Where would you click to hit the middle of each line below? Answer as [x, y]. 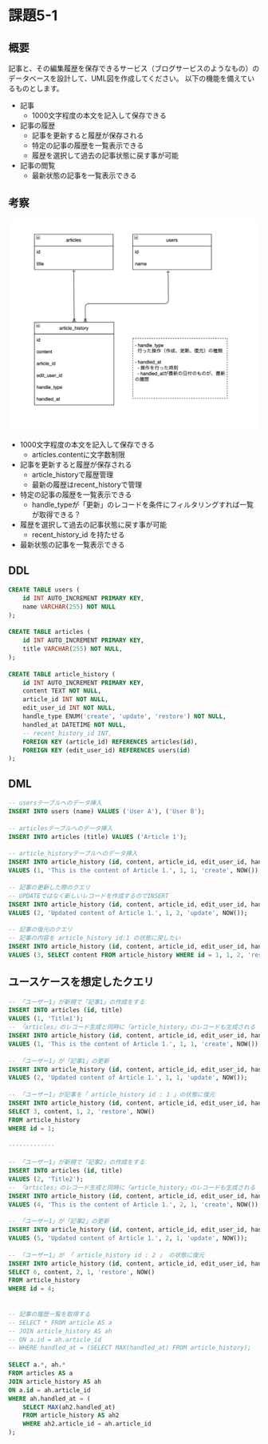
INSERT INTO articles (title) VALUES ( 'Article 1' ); [98, 836]
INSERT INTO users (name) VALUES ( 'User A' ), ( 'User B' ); [106, 812]
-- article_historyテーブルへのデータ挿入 [73, 854]
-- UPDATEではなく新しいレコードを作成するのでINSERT [89, 896]
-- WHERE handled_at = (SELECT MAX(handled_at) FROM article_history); [130, 1348]
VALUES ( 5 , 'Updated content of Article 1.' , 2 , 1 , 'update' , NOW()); [128, 1238]
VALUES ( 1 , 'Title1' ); [46, 1019]
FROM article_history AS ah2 [71, 1416]
